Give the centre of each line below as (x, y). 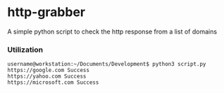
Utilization (25, 50)
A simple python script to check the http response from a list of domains (112, 31)
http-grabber (46, 12)
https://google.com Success (49, 71)
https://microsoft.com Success (53, 83)
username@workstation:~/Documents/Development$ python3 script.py (107, 64)
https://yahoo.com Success (47, 77)
